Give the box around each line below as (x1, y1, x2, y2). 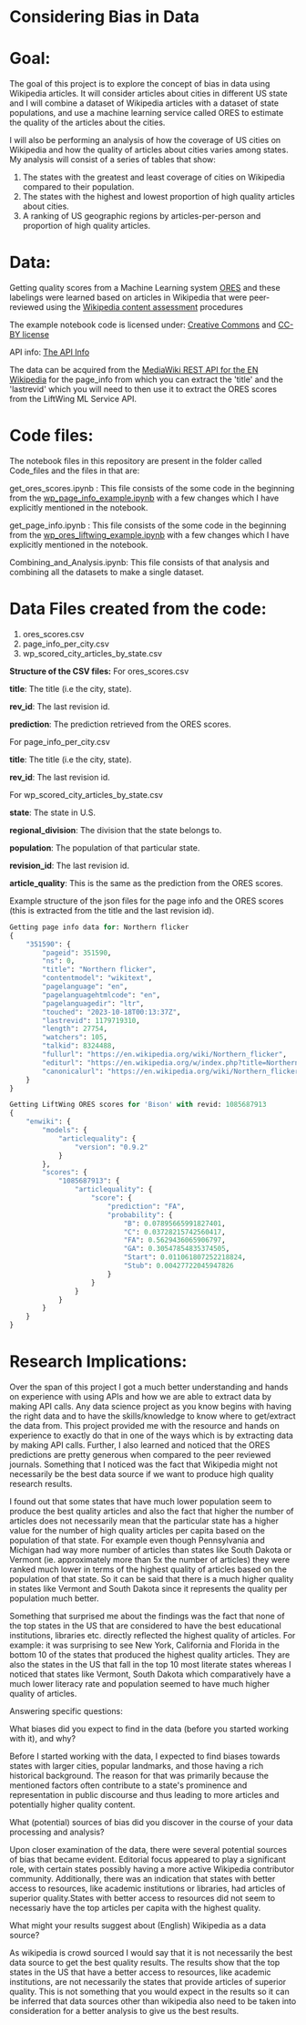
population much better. (9, 1593, 99, 1604)
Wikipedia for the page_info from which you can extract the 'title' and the (9, 374, 284, 385)
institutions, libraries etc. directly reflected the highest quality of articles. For (9, 1630, 296, 1640)
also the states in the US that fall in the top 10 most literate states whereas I (9, 1659, 291, 1669)
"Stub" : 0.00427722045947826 (123, 1261, 234, 1271)
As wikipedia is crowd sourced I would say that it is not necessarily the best (9, 1948, 293, 1958)
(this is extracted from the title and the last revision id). (9, 904, 215, 915)
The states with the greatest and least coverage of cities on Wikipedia (22, 171, 285, 183)
